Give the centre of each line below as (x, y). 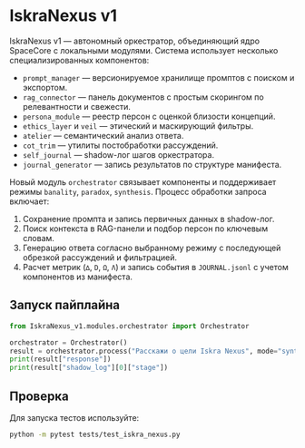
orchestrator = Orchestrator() (69, 342)
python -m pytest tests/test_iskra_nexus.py (95, 434)
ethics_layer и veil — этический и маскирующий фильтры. (138, 126)
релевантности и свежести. (77, 106)
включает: (30, 201)
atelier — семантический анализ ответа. (103, 135)
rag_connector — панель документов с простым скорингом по (143, 97)
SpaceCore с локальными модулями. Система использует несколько (144, 50)
